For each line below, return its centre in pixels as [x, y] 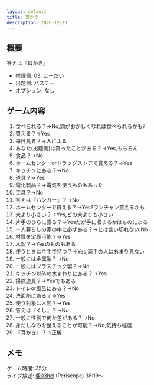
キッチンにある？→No [42, 170]
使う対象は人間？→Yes [43, 303]
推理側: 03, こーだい [40, 76]
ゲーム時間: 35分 [27, 368]
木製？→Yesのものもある [45, 244]
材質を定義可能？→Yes [43, 237]
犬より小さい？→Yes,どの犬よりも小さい [64, 215]
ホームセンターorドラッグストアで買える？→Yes [73, 163]
